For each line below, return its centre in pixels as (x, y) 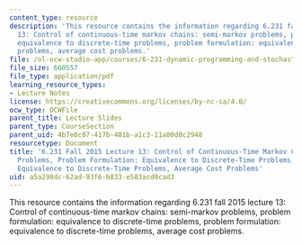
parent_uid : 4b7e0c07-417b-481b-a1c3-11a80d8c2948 (106, 135)
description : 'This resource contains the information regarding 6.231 (146, 26)
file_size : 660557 (44, 68)
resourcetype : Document (54, 143)
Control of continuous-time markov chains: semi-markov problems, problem (150, 212)
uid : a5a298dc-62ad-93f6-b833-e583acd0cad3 (92, 177)
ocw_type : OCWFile (44, 110)
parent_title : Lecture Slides (66, 118)
